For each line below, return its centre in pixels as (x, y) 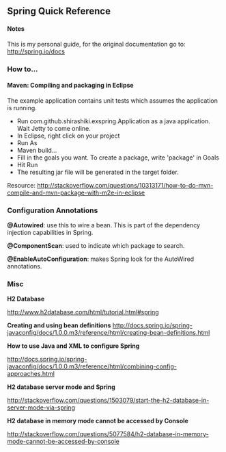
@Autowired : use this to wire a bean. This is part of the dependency (103, 225)
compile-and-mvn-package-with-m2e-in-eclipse (76, 192)
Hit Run (27, 164)
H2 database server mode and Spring (61, 387)
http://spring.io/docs (36, 51)
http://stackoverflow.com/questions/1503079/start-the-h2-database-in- (108, 401)
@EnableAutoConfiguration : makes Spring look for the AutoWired (101, 259)
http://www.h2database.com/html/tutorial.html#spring (83, 312)
